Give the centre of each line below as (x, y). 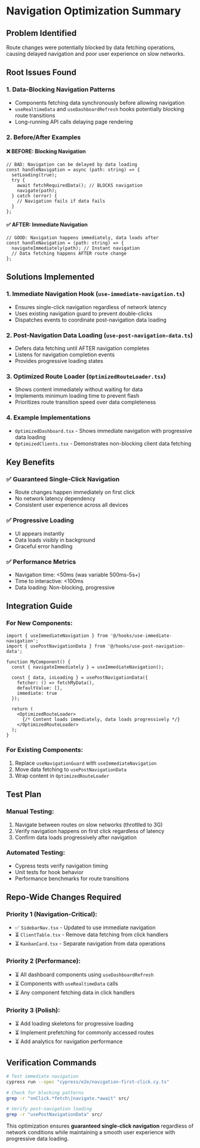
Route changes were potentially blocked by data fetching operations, (91, 47)
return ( (22, 709)
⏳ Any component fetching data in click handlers (75, 992)
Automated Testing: (36, 853)
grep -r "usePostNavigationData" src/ (54, 1115)
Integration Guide (39, 606)
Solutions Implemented (50, 277)
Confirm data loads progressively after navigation (76, 837)
